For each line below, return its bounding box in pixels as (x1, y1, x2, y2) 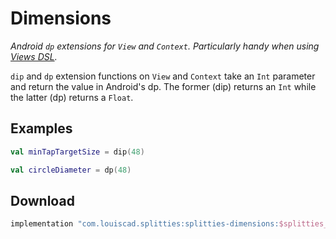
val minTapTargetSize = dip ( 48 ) (10, 147, 145, 157)
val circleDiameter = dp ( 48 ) (10, 165, 132, 175)
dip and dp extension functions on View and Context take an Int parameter (10, 70, 316, 82)
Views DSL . (10, 50, 58, 62)
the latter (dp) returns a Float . (10, 91, 134, 103)
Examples (10, 120, 73, 137)
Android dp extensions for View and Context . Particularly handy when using (10, 40, 320, 52)
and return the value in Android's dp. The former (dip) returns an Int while (10, 80, 317, 92)
